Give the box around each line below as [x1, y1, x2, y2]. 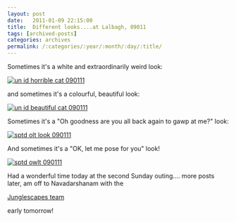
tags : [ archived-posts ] [7, 30, 77, 37]
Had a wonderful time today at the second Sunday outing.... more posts [7, 172, 215, 180]
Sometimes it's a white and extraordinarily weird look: [7, 63, 163, 70]
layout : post [7, 10, 46, 18]
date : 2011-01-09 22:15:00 [7, 17, 93, 24]
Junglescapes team [7, 193, 65, 201]
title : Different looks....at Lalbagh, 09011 [7, 23, 147, 30]
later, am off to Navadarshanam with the [7, 179, 124, 187]
